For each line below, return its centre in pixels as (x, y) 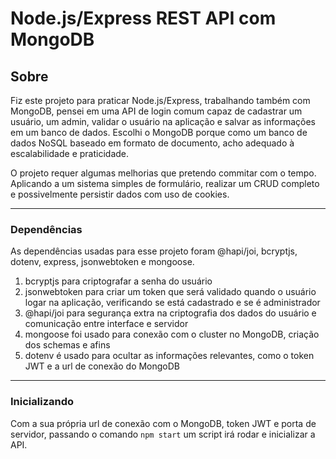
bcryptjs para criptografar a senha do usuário (118, 281)
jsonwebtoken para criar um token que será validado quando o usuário (170, 292)
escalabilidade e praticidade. (70, 153)
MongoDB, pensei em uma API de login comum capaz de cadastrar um (156, 111)
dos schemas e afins (67, 345)
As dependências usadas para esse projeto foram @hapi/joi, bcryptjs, (154, 251)
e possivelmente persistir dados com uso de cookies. (120, 194)
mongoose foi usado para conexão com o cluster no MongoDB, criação (172, 334)
